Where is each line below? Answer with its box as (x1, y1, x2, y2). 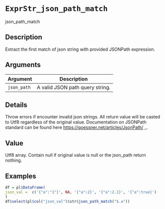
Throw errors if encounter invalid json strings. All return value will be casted (5, 114, 161, 120)
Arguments (5, 61, 41, 69)
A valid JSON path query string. (37, 84, 111, 91)
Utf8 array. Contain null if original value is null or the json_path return (5, 152, 146, 158)
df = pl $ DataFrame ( (5, 185, 46, 190)
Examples (5, 172, 36, 180)
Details (5, 101, 27, 109)
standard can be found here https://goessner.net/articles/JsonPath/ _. (5, 124, 148, 130)
